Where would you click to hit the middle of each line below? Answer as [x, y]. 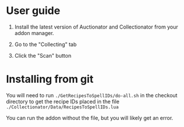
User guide [33, 11]
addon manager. [34, 33]
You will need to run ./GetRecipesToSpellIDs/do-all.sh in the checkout [92, 95]
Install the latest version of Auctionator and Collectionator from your [96, 27]
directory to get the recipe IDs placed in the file [63, 101]
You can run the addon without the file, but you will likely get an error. [90, 118]
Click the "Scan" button [43, 55]
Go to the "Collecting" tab [46, 44]
